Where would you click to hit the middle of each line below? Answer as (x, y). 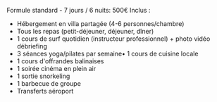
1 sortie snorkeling (43, 76)
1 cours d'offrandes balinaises (60, 61)
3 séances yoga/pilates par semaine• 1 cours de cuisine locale (107, 53)
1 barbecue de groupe (49, 83)
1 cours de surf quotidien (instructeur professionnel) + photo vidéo (113, 39)
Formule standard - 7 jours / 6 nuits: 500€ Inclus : (79, 10)
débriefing (32, 46)
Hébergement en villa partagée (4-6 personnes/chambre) (100, 24)
